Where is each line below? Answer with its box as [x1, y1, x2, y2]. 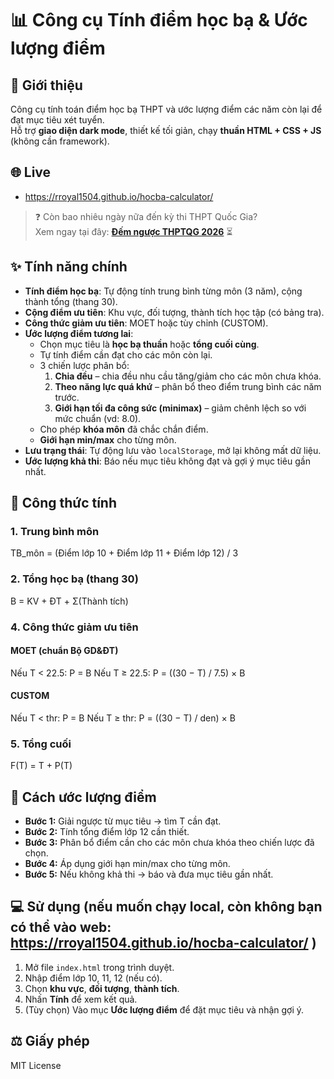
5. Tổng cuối [10, 737, 72, 751]
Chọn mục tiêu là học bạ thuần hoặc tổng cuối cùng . [39, 338, 260, 350]
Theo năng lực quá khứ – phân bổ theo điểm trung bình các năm [54, 380, 322, 392]
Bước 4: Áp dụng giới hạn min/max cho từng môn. [24, 858, 231, 870]
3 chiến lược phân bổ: [39, 359, 130, 371]
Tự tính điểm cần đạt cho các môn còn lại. [39, 348, 213, 361]
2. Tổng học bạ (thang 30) [10, 572, 139, 586]
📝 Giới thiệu [10, 77, 83, 94]
